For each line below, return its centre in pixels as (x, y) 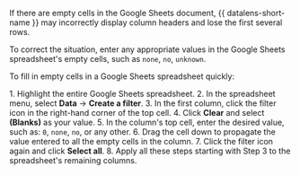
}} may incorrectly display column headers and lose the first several (157, 22)
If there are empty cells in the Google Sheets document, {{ (117, 13)
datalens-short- (256, 13)
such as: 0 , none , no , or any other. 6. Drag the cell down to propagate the (142, 132)
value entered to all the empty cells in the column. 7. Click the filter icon (141, 141)
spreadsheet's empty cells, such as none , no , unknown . (108, 59)
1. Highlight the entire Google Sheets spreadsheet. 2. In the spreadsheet (142, 94)
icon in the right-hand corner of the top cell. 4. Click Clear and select (137, 113)
